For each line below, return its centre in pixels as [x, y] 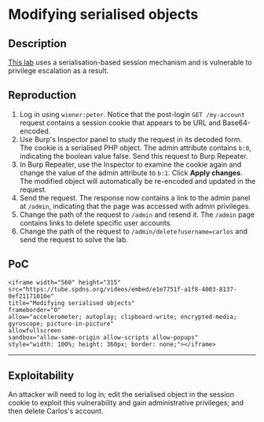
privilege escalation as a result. [59, 71]
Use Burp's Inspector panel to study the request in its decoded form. [130, 139]
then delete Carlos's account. [56, 411]
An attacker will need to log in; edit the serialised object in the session [121, 394]
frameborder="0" [35, 310]
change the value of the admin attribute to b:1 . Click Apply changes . [131, 172]
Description [37, 44]
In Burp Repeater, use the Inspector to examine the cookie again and [130, 164]
